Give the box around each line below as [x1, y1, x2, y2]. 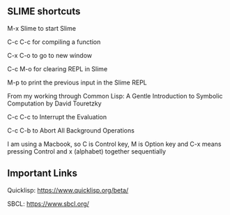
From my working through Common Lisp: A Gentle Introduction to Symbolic [7, 91, 223, 100]
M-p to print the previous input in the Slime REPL [7, 78, 148, 87]
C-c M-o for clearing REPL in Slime [7, 64, 108, 73]
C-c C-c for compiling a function [7, 38, 101, 46]
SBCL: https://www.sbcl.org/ [7, 199, 89, 208]
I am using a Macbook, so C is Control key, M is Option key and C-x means [7, 140, 222, 148]
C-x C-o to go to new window [7, 51, 93, 59]
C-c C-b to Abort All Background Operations [7, 126, 135, 135]
